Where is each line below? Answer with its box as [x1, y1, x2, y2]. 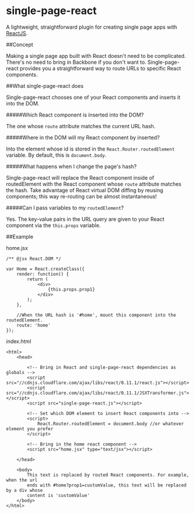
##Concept [6, 41, 33, 48]
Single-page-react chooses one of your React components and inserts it [6, 94, 181, 101]
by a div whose [6, 487, 43, 493]
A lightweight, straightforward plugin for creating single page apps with [6, 23, 177, 30]
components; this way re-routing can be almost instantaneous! [6, 193, 157, 200]
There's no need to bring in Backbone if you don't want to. [6, 59, 147, 66]
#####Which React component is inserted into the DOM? [6, 111, 144, 118]
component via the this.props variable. [6, 221, 101, 229]
